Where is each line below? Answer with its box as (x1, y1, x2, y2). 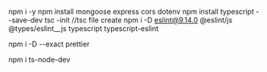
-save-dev (8, 15, 43, 25)
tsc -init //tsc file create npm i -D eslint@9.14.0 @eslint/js (43, 15, 233, 25)
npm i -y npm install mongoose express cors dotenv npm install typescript (8, 7, 255, 16)
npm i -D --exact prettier (8, 39, 90, 49)
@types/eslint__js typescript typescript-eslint (8, 24, 159, 33)
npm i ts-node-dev (8, 55, 71, 64)
